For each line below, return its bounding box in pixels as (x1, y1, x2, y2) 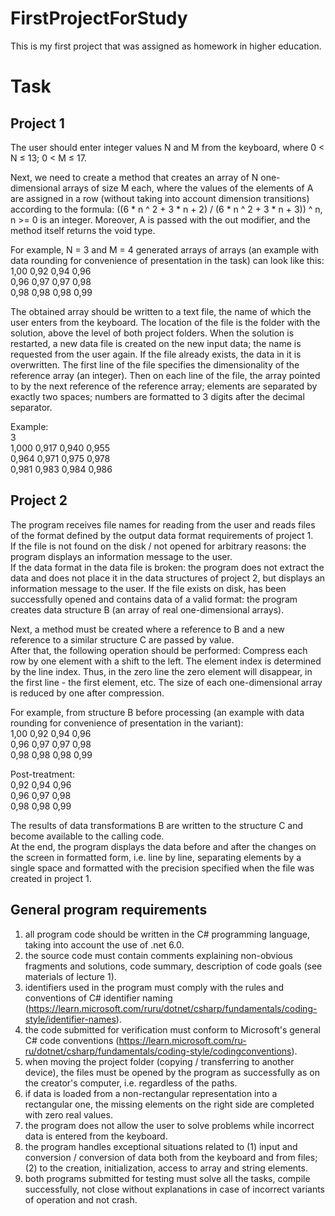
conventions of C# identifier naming (24, 992, 173, 1004)
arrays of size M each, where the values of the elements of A (62, 182, 314, 194)
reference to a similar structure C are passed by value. (10, 633, 235, 646)
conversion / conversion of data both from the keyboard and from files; (24, 1151, 318, 1163)
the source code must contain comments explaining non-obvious (24, 949, 293, 961)
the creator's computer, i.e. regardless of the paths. (24, 1077, 238, 1089)
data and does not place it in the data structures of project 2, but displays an (10, 572, 326, 584)
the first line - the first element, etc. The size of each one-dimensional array (10, 676, 323, 688)
